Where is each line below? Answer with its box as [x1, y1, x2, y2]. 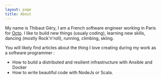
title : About [5, 12, 32, 16]
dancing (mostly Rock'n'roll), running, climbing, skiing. [5, 35, 114, 41]
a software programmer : [5, 49, 55, 56]
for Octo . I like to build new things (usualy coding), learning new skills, [5, 30, 145, 36]
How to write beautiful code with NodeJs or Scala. [12, 69, 113, 75]
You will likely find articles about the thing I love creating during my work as [5, 45, 157, 50]
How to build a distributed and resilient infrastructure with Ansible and [12, 59, 153, 65]
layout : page [5, 7, 32, 12]
